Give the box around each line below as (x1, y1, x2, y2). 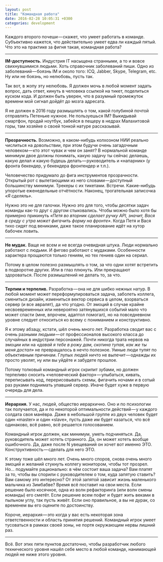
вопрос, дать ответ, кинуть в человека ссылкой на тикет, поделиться (5, 88, 149, 94)
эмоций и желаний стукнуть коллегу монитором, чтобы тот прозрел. (5, 461, 149, 467)
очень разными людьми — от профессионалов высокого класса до (5, 332, 144, 337)
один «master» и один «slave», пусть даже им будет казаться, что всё (5, 417, 150, 422)
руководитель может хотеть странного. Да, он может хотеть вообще (5, 436, 149, 442)
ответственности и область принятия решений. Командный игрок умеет (5, 517, 156, 523)
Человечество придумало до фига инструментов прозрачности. (5, 173, 139, 178)
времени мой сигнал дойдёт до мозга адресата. (5, 98, 106, 104)
